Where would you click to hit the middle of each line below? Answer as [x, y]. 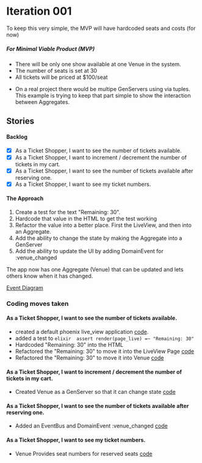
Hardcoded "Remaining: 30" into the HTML [69, 345]
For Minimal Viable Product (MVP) [51, 49]
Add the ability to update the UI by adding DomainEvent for [89, 251]
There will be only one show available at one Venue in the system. [98, 64]
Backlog [17, 136]
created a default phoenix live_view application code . [82, 332]
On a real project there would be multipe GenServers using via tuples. [103, 89]
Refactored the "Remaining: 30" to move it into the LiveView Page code [105, 351]
